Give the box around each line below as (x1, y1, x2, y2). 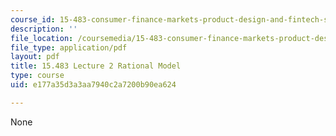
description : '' (10, 24, 78, 34)
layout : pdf (10, 52, 60, 62)
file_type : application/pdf (10, 42, 128, 53)
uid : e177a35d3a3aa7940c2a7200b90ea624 (10, 80, 177, 90)
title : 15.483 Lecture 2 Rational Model (10, 61, 182, 71)
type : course (10, 71, 65, 81)
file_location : (10, 33, 74, 43)
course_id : (10, 14, 56, 25)
